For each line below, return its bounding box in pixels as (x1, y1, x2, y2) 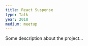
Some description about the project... (5, 35, 83, 41)
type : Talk (5, 12, 28, 17)
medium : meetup (5, 21, 38, 27)
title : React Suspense (5, 7, 53, 13)
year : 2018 (5, 17, 28, 22)
